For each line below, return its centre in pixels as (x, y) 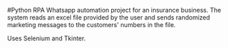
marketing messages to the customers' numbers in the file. (91, 25)
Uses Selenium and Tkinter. (47, 38)
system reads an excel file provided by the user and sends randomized (109, 17)
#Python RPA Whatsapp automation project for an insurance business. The (114, 10)
